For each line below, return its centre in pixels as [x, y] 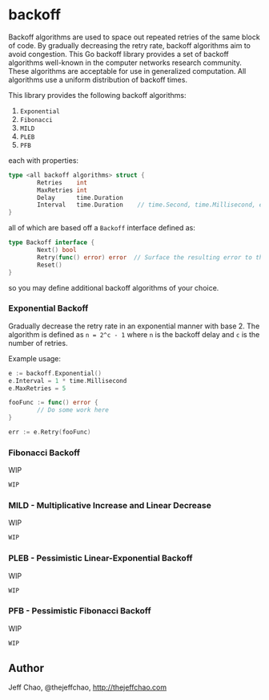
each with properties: [43, 160]
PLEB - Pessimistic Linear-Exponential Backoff [100, 558]
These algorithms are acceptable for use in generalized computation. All [127, 71]
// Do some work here [73, 410]
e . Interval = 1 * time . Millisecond [68, 381]
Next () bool [57, 250]
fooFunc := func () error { [53, 403]
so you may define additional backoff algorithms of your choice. [114, 287]
